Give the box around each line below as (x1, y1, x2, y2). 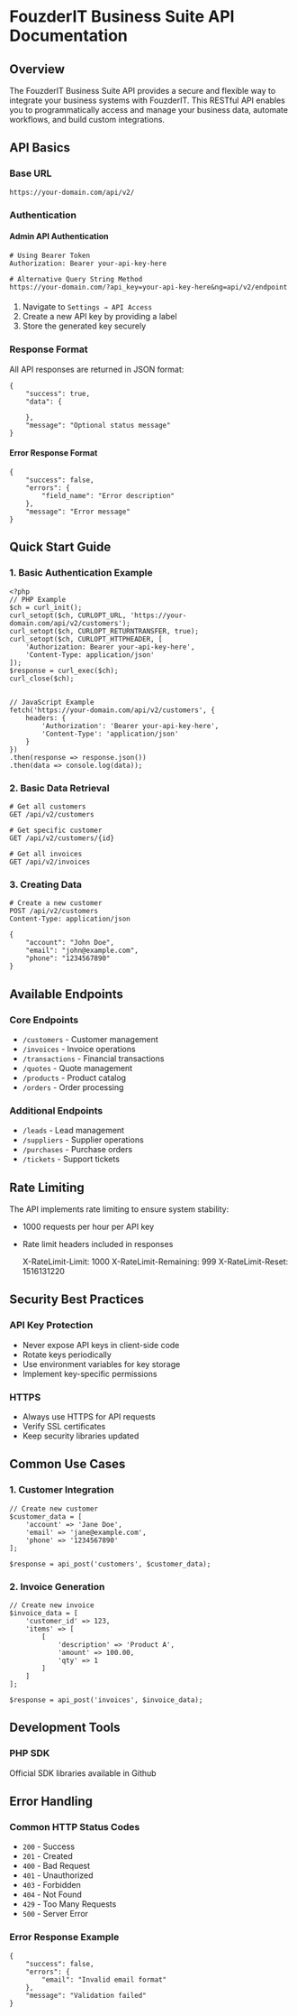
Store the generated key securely (22, 320, 147, 331)
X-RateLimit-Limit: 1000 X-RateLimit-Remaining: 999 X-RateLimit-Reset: (22, 1256, 289, 1267)
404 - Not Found (22, 1889, 83, 1900)
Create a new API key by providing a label (22, 311, 177, 322)
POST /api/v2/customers (9, 907, 99, 916)
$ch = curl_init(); (9, 603, 83, 612)
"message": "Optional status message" (25, 421, 171, 430)
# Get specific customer (9, 826, 103, 835)
